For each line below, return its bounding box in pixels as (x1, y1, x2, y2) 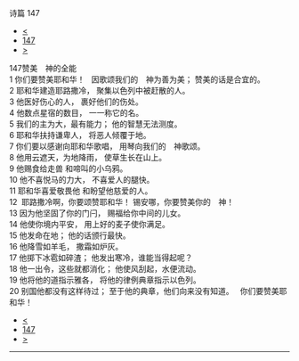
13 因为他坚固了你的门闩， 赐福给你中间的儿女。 (9, 208, 186, 218)
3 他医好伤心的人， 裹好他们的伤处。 (9, 96, 144, 107)
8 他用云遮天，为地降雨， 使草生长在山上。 (9, 152, 167, 162)
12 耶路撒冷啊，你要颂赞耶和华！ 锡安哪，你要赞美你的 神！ (9, 197, 235, 207)
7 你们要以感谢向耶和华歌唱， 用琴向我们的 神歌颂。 (9, 141, 206, 152)
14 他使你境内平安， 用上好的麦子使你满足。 (9, 219, 171, 229)
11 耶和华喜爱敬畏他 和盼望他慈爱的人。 (9, 185, 153, 196)
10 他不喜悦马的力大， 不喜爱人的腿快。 (9, 175, 155, 185)
